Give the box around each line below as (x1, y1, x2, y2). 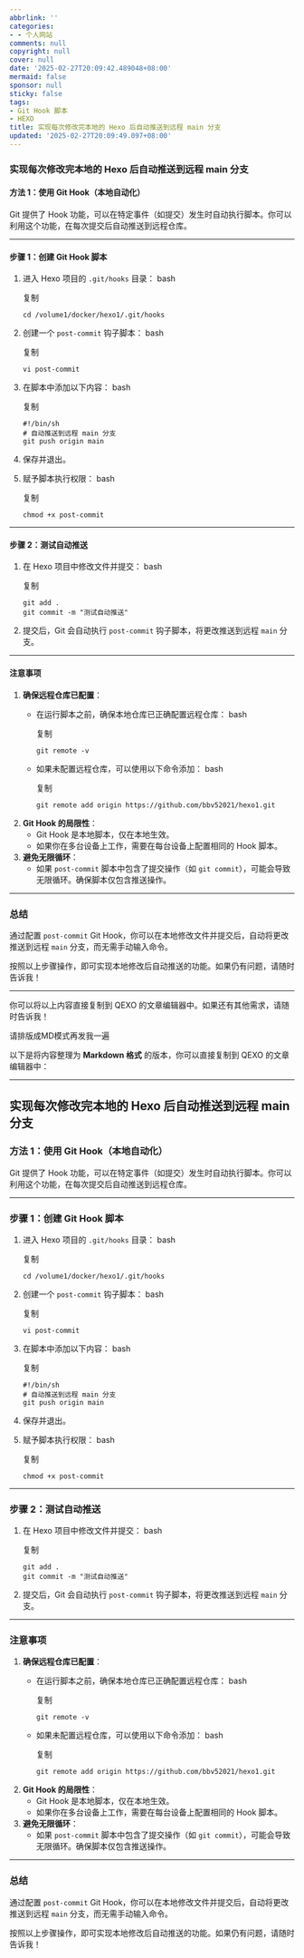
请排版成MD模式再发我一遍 (9, 1030, 110, 1041)
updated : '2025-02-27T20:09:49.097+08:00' (9, 132, 172, 141)
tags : (9, 97, 30, 107)
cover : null (9, 55, 54, 64)
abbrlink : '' (9, 13, 59, 23)
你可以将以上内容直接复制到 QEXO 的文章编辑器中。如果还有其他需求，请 (9, 999, 282, 1010)
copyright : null (9, 47, 71, 56)
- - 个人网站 (9, 30, 53, 39)
